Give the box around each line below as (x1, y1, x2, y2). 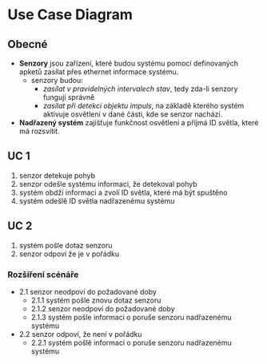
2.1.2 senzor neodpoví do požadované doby (30, 303, 175, 313)
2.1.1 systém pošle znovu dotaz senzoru (30, 295, 161, 305)
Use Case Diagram (7, 6, 133, 24)
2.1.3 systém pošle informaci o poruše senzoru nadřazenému (30, 312, 233, 322)
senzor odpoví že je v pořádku (18, 249, 120, 259)
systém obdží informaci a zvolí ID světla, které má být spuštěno (18, 188, 228, 197)
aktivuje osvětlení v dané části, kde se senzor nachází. (42, 109, 223, 119)
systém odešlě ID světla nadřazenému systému (18, 196, 175, 205)
